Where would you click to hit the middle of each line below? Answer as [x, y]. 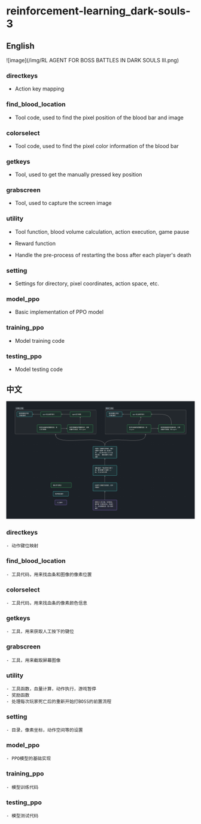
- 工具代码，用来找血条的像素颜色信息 [47, 603]
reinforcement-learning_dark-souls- [98, 11]
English [20, 46]
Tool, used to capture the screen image [63, 203]
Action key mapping [39, 89]
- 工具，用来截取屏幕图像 [33, 660]
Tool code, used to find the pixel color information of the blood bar [97, 146]
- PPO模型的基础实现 [29, 759]
